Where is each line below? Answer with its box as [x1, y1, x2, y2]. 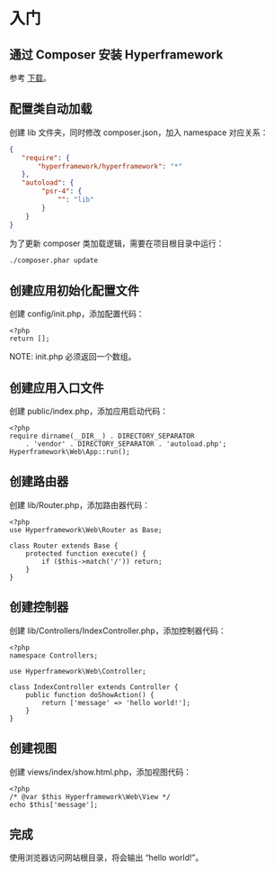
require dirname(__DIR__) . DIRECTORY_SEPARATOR [9, 431, 195, 441]
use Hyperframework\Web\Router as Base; [9, 525, 164, 534]
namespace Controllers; [9, 650, 99, 660]
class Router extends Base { [9, 541, 119, 550]
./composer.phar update [9, 256, 99, 265]
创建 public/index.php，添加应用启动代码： [9, 406, 169, 417]
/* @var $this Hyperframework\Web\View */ [9, 792, 171, 802]
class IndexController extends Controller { [9, 682, 179, 692]
